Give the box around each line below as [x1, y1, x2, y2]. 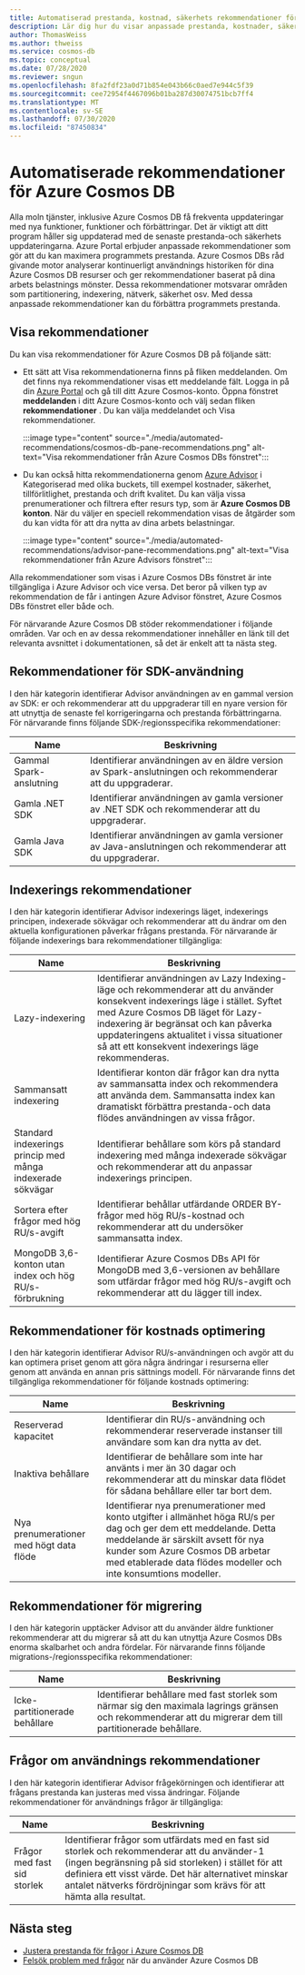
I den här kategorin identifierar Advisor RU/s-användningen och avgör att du [9, 1348, 294, 1358]
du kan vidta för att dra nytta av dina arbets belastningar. [22, 517, 236, 528]
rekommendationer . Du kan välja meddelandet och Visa [22, 405, 236, 416]
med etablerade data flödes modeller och [105, 1556, 282, 1569]
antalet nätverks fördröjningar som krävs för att [64, 1879, 266, 1891]
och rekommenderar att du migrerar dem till [96, 1711, 283, 1723]
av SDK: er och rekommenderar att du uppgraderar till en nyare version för [9, 697, 288, 708]
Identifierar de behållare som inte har [105, 1450, 263, 1463]
